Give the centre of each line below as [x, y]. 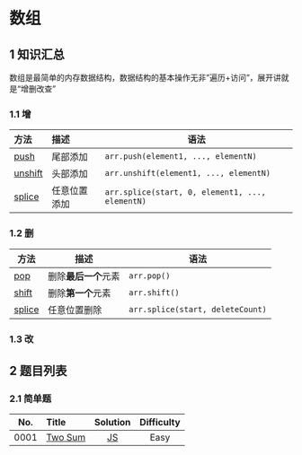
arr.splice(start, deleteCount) [198, 309]
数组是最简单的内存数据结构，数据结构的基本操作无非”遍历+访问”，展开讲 [145, 78]
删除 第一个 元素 [80, 293]
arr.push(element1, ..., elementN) [181, 157]
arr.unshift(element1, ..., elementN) [188, 173]
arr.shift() [154, 292]
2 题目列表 [38, 370]
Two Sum [66, 438]
